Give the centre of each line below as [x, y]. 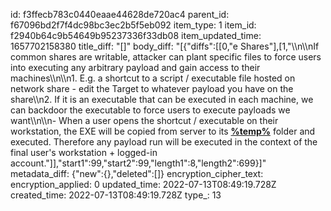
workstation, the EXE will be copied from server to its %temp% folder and [163, 131]
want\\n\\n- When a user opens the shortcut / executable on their [144, 120]
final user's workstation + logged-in [84, 152]
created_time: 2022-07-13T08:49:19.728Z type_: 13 [116, 195]
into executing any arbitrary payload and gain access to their [135, 67]
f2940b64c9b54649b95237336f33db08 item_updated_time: [136, 35]
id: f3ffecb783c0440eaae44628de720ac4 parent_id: [120, 14]
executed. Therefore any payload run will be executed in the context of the [164, 142]
